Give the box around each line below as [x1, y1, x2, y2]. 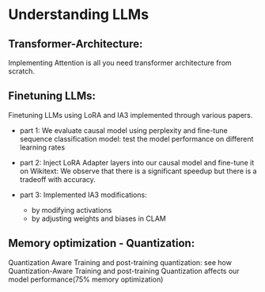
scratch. [8, 66, 36, 76]
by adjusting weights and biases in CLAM [31, 214, 166, 223]
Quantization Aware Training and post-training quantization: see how [8, 257, 232, 267]
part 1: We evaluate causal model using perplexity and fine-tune [19, 125, 228, 135]
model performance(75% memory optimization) [8, 275, 164, 284]
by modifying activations [31, 205, 112, 214]
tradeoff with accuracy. [19, 174, 97, 184]
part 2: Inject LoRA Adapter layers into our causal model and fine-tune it [19, 157, 255, 167]
